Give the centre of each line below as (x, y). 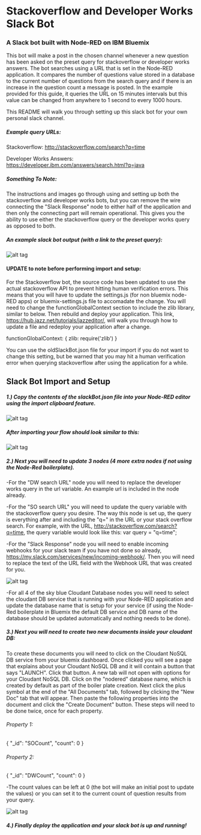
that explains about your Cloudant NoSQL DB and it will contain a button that (100, 666)
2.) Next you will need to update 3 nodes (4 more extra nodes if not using (99, 461)
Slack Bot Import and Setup (58, 381)
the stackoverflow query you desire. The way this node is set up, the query (99, 513)
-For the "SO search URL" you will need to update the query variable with (97, 507)
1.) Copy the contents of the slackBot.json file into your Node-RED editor (98, 397)
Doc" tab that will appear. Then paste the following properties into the (92, 698)
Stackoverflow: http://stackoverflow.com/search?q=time (76, 147)
